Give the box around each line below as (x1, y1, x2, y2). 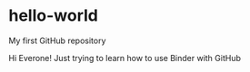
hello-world (8, 5, 99, 26)
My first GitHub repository (8, 35, 106, 46)
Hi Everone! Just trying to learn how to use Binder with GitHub (8, 52, 242, 63)
